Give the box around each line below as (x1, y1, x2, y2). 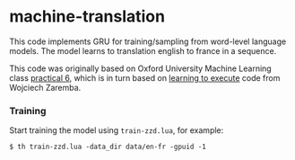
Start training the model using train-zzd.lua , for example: (9, 125, 224, 136)
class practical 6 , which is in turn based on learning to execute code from (9, 72, 281, 83)
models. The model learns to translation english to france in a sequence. (9, 45, 277, 56)
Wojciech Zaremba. (9, 82, 82, 93)
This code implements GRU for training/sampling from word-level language (9, 36, 287, 47)
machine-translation (9, 6, 166, 27)
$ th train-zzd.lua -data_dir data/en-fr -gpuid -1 (9, 142, 206, 152)
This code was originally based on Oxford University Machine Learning (9, 63, 272, 74)
